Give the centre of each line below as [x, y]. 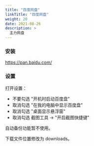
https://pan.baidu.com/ [28, 62]
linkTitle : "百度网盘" [27, 14]
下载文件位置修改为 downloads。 [39, 139]
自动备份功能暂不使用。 [29, 128]
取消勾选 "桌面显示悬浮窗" [39, 111]
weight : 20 [16, 19]
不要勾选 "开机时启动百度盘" [41, 99]
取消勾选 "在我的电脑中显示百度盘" [47, 105]
